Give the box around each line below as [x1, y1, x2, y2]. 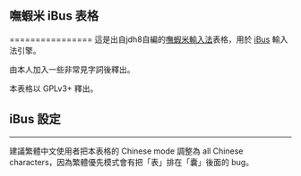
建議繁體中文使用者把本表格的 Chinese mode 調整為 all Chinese [9, 146, 244, 156]
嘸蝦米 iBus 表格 [9, 8, 99, 24]
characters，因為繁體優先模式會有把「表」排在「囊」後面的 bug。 [9, 156, 254, 167]
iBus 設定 [9, 112, 61, 127]
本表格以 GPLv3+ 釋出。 [9, 83, 99, 94]
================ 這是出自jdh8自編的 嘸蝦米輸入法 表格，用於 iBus [9, 34, 271, 45]
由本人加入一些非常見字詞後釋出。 [9, 63, 135, 74]
